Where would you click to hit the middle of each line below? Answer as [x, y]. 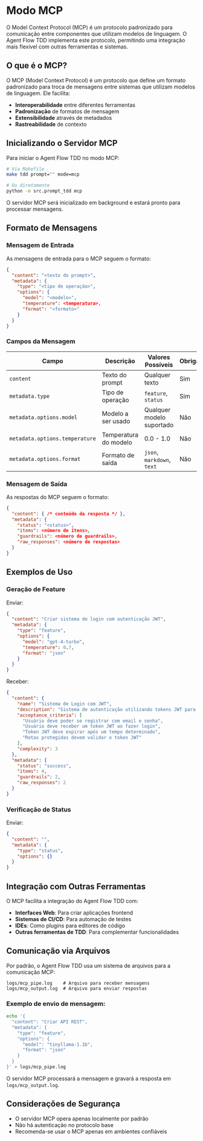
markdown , [157, 460]
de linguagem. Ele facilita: [38, 93]
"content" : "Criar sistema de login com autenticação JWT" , [89, 619]
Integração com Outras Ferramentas [76, 886]
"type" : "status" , [40, 851]
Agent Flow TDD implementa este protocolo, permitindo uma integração [96, 40]
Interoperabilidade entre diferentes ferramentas [75, 105]
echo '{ [16, 1016]
